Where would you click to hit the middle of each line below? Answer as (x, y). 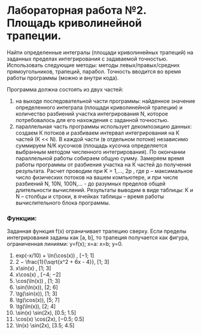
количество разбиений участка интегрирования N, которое (92, 114)
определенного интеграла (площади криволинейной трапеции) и (99, 107)
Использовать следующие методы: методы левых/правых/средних (93, 65)
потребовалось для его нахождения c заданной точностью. (92, 120)
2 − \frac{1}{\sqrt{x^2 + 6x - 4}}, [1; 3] (62, 262)
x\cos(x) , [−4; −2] (38, 275)
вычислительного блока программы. (63, 202)
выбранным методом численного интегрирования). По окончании (100, 152)
